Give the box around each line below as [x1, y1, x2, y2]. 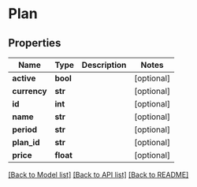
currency [12, 86, 47, 96]
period [12, 124, 38, 135]
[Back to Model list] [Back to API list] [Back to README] [8, 170, 189, 179]
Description [81, 60, 127, 70]
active [12, 73, 36, 84]
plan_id [12, 137, 40, 148]
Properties [8, 36, 61, 50]
